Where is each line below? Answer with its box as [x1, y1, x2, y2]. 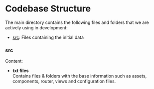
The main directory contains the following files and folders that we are [5, 19, 149, 25]
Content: [5, 58, 23, 64]
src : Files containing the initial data [12, 34, 84, 40]
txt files [12, 68, 29, 74]
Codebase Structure [5, 3, 91, 14]
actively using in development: [5, 24, 68, 30]
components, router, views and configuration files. [12, 78, 116, 85]
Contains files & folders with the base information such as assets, [12, 73, 147, 79]
